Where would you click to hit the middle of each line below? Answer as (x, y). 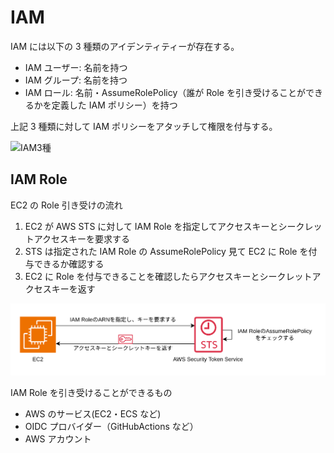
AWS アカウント (58, 438)
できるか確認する (69, 263)
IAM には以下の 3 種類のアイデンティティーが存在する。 (125, 46)
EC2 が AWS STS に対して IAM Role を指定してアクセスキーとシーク (164, 226)
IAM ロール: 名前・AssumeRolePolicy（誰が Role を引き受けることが (165, 92)
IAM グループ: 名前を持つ (76, 80)
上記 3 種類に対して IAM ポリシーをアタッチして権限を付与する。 (144, 126)
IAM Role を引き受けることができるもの (91, 392)
